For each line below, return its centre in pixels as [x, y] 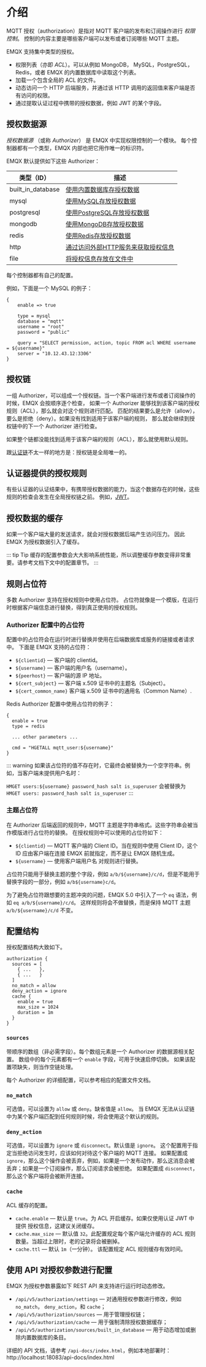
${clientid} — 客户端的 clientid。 [58, 660]
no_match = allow [34, 986]
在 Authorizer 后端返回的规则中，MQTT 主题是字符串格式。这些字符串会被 [100, 825]
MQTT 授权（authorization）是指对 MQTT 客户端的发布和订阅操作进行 [95, 31]
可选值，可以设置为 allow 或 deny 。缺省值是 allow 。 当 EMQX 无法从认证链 [101, 1109]
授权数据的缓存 [35, 518]
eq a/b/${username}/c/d [44, 903]
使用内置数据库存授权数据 [102, 189]
